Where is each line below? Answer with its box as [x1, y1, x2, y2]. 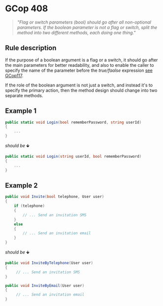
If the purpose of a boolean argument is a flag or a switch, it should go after [5, 57, 158, 63]
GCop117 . [5, 72, 24, 79]
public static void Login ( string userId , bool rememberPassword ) [5, 154, 141, 159]
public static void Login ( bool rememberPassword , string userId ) [5, 120, 141, 125]
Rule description [5, 44, 56, 52]
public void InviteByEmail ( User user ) [5, 283, 84, 288]
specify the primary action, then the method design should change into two [5, 87, 158, 93]
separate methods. [5, 92, 43, 98]
